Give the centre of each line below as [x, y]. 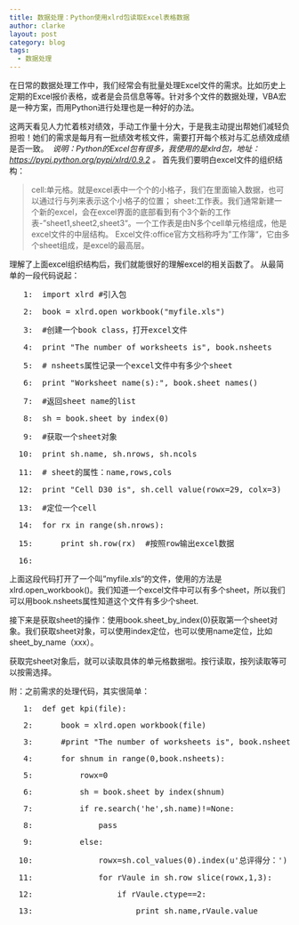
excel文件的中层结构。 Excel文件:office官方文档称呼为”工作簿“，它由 [156, 234]
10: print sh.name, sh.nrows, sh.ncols [108, 454]
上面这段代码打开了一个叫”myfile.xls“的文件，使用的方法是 [116, 579]
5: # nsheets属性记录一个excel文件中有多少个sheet [128, 366]
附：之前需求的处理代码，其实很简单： [79, 691]
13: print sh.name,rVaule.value [138, 911]
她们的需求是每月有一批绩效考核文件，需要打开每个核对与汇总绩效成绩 [161, 137]
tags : [19, 51]
